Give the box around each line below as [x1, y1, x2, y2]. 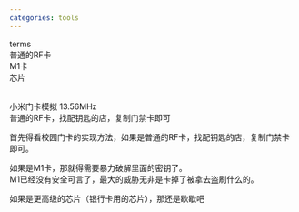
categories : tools [9, 13, 79, 23]
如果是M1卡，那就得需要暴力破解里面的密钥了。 [9, 162, 188, 173]
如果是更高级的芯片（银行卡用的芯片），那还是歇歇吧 [9, 193, 204, 204]
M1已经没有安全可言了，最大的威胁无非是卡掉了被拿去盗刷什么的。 [9, 174, 259, 185]
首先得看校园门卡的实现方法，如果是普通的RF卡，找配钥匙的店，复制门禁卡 [9, 131, 291, 142]
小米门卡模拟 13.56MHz [9, 101, 97, 112]
